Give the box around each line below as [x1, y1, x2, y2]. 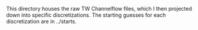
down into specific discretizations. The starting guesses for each [6, 11, 166, 19]
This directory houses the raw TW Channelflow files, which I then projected [6, 5, 193, 12]
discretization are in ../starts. [6, 18, 77, 25]
